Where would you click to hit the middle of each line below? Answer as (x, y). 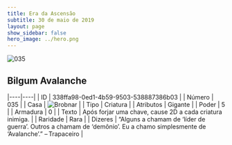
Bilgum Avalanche (47, 80)
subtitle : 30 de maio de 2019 (51, 20)
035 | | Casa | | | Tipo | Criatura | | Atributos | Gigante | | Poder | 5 (116, 104)
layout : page (26, 26)
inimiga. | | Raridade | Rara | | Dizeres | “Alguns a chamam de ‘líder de (106, 119)
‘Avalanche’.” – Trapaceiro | (45, 134)
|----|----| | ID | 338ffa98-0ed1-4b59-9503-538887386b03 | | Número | (110, 97)
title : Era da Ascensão (42, 13)
